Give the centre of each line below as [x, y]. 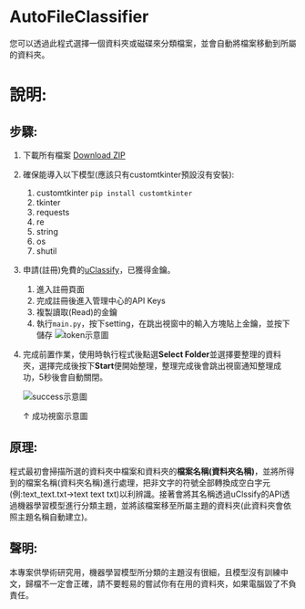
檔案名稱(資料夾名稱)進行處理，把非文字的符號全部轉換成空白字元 [148, 482]
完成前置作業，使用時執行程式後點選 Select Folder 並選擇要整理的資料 [152, 354]
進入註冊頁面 [60, 289]
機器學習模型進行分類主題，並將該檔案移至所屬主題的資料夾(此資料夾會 [150, 505]
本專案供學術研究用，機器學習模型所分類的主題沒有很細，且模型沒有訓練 [145, 572]
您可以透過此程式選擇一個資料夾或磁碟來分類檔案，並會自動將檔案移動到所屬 [153, 43]
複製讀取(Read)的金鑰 [77, 311]
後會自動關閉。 [80, 377]
